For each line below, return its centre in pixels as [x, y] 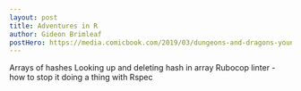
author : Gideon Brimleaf [56, 34]
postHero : [28, 42]
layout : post [34, 17]
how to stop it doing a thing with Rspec [82, 78]
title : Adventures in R [54, 26]
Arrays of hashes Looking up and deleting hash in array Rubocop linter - [142, 68]
